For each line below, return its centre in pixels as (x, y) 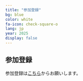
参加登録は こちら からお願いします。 (43, 73)
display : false (21, 38)
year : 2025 (17, 33)
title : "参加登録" (23, 10)
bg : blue (15, 15)
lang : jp (15, 29)
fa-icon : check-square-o (32, 24)
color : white (19, 19)
